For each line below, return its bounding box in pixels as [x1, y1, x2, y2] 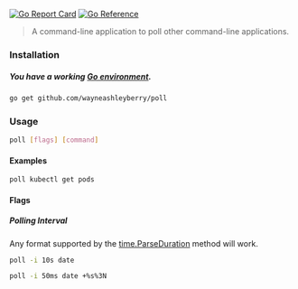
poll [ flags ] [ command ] [9, 135, 99, 144]
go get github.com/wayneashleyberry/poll [9, 93, 168, 103]
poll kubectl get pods [9, 175, 95, 184]
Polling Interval [9, 215, 68, 226]
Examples [9, 154, 48, 166]
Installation [9, 48, 61, 61]
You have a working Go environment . [9, 70, 152, 81]
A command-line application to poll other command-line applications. [31, 26, 290, 36]
